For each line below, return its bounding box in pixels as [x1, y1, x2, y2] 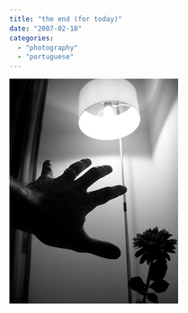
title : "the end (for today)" [9, 14, 123, 23]
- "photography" [17, 43, 78, 52]
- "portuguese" [17, 52, 75, 62]
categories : [9, 33, 54, 42]
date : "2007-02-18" [9, 23, 83, 33]
